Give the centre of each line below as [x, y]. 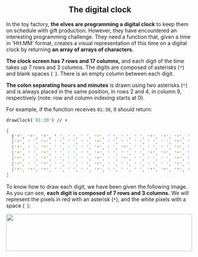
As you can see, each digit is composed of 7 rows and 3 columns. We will [98, 193]
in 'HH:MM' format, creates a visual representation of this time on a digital [97, 43]
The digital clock [100, 10]
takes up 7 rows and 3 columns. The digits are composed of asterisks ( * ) [95, 67]
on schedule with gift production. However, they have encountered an [92, 30]
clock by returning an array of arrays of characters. [70, 49]
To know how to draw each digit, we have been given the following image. [97, 186]
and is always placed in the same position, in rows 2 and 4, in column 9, [94, 91]
